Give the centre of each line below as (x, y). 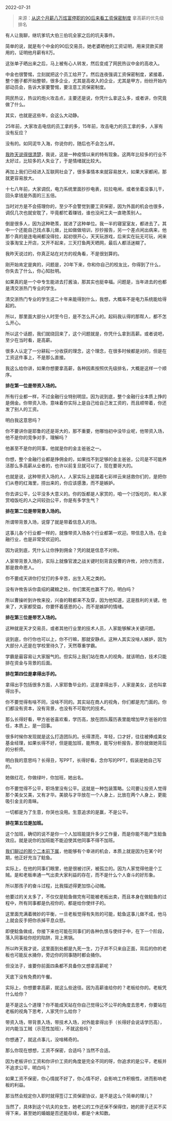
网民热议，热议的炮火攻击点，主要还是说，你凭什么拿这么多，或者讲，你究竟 (86, 98)
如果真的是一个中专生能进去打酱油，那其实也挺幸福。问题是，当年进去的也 (84, 282)
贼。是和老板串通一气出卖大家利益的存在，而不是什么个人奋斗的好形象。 (81, 875)
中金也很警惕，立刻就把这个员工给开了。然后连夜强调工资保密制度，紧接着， (86, 74)
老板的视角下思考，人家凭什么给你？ (44, 1011)
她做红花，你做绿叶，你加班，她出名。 (46, 777)
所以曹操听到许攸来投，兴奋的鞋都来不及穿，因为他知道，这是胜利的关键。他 (86, 600)
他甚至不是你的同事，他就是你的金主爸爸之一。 (55, 448)
